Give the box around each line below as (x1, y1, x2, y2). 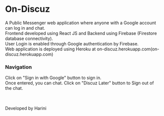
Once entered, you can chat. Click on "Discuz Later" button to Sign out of (5, 80, 154, 86)
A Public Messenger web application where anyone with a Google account (5, 20, 156, 26)
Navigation (5, 63, 32, 70)
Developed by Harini (5, 105, 47, 112)
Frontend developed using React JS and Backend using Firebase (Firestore (5, 30, 157, 36)
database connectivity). (5, 36, 53, 41)
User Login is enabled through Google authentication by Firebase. (5, 40, 139, 46)
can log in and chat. (5, 25, 45, 31)
